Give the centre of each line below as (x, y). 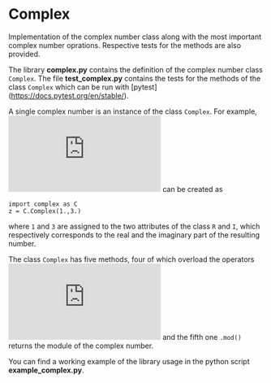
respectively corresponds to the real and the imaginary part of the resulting (134, 235)
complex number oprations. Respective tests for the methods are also (125, 45)
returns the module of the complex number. (81, 346)
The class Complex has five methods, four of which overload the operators (131, 259)
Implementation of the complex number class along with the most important (135, 37)
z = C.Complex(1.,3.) (45, 211)
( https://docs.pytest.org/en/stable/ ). (69, 95)
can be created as (192, 189)
